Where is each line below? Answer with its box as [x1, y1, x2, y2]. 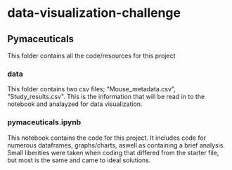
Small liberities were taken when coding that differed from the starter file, [7, 148, 219, 157]
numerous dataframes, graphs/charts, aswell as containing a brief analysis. [7, 140, 226, 149]
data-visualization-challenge [7, 5, 181, 21]
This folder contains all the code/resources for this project [7, 51, 176, 60]
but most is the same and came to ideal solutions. [7, 156, 151, 164]
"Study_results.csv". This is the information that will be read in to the [7, 93, 205, 101]
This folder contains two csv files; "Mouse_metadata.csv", [7, 85, 176, 93]
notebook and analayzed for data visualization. [7, 100, 143, 108]
